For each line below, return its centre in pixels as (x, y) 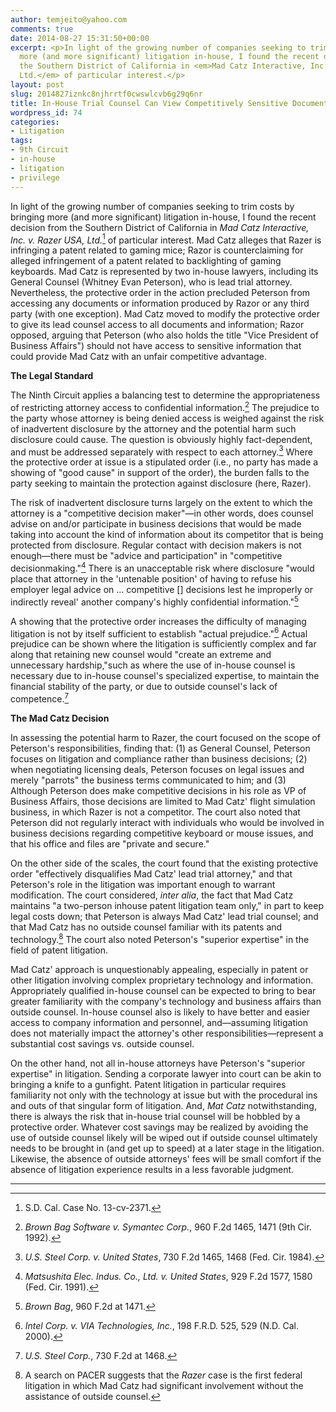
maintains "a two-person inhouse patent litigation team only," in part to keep (167, 906)
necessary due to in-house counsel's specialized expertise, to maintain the (165, 676)
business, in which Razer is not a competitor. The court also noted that (155, 812)
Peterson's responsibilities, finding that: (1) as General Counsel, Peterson (160, 748)
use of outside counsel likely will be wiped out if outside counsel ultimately (164, 1137)
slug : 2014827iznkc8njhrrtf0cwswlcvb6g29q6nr (106, 94)
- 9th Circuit (40, 150)
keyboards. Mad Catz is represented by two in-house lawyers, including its (164, 272)
